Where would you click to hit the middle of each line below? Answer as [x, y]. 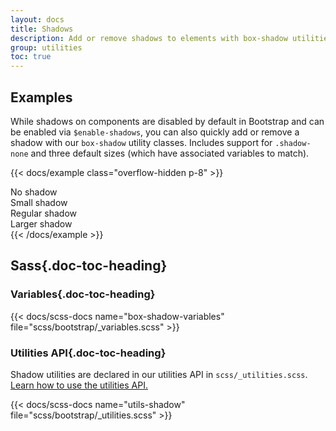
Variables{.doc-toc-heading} [83, 294]
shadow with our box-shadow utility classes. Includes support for [141, 142]
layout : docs [37, 19]
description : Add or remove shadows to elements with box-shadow [149, 38]
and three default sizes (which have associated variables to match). [170, 153]
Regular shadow [43, 213]
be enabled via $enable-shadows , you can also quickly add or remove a [155, 132]
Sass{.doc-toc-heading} [89, 266]
